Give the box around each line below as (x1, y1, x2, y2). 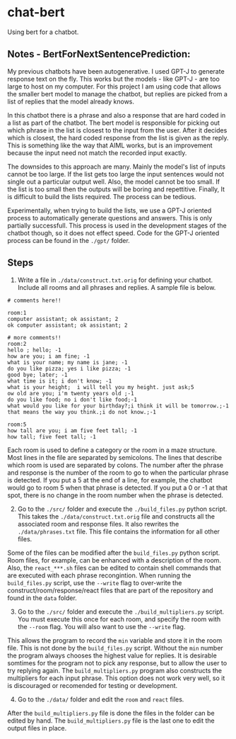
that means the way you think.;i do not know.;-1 (7, 408, 157, 415)
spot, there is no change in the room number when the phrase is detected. (7, 490, 224, 500)
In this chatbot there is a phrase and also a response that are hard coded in (7, 111, 226, 119)
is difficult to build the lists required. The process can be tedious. (7, 192, 196, 201)
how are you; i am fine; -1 (7, 352, 90, 360)
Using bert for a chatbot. (7, 28, 79, 36)
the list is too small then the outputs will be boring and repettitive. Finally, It (7, 185, 225, 193)
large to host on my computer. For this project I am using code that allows (7, 82, 221, 91)
